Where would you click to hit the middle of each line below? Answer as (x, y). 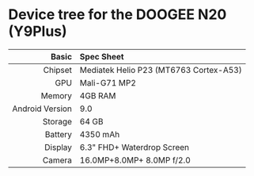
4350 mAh (100, 134)
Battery (59, 134)
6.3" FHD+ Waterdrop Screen (135, 147)
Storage (57, 121)
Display (59, 147)
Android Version (42, 109)
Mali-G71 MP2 (108, 82)
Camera (57, 160)
